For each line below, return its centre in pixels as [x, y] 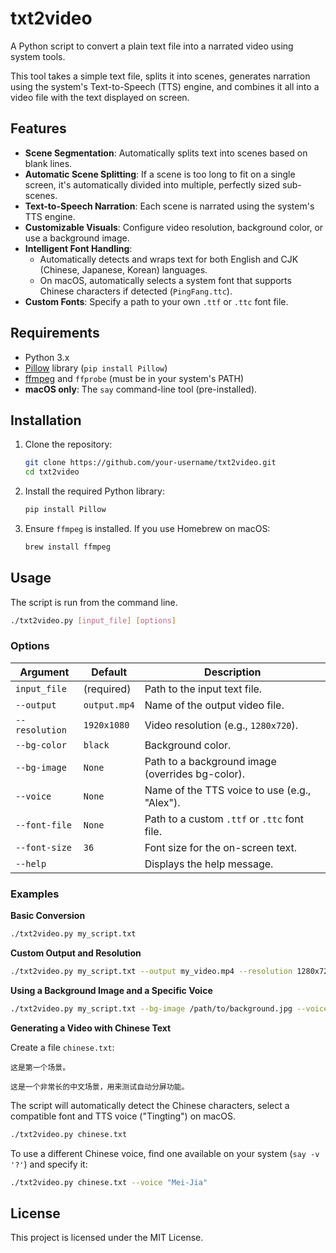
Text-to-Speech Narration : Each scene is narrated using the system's [169, 206]
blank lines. [48, 163]
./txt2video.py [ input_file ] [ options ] [93, 620]
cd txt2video [52, 472]
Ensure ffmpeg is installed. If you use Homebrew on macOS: [147, 528]
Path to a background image [210, 761]
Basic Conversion [48, 916]
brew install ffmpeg [67, 547]
